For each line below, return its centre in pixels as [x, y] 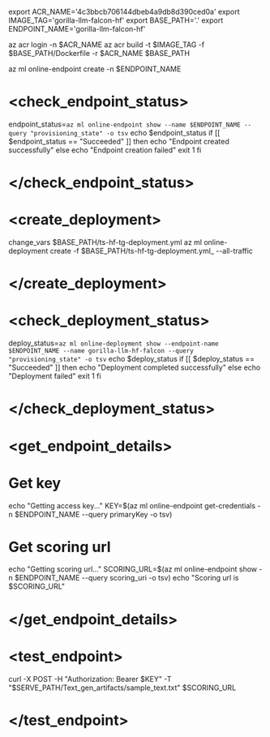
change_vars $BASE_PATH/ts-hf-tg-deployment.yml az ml [105, 242]
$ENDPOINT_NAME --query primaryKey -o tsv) [94, 514]
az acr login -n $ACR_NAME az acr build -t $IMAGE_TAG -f [107, 45]
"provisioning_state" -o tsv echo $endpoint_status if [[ [125, 132]
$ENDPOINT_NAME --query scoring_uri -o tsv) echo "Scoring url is [127, 578]
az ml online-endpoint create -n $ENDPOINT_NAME [95, 69]
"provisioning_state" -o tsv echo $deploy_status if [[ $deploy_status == [132, 359]
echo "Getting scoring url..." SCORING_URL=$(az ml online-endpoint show [133, 569]
